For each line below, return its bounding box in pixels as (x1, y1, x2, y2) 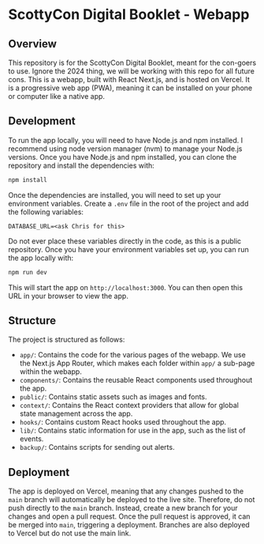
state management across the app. (19, 409, 133, 418)
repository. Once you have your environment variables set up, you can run (8, 244, 250, 254)
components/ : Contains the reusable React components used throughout (19, 376, 253, 385)
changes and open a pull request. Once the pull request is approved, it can (8, 512, 251, 521)
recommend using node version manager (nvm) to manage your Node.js (8, 144, 243, 153)
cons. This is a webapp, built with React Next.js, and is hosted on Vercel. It (8, 75, 251, 84)
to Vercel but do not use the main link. (8, 528, 132, 538)
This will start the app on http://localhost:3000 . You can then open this (8, 282, 243, 292)
